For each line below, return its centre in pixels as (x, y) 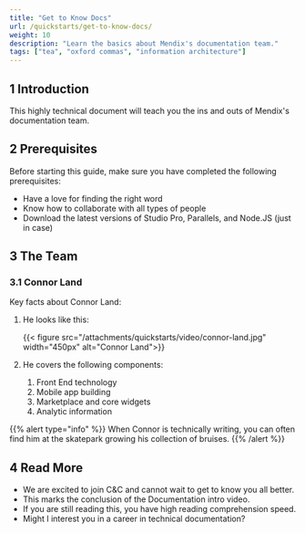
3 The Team (44, 256)
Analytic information (74, 412)
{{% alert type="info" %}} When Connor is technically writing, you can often (152, 429)
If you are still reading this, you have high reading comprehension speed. (159, 509)
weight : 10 (30, 35)
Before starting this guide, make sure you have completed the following (143, 171)
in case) (37, 227)
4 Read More (46, 468)
